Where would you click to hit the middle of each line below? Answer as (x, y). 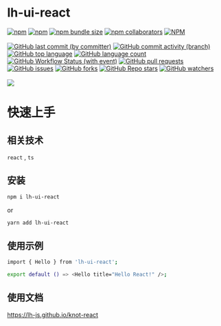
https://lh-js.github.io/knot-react (53, 314)
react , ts (21, 157)
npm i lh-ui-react (33, 197)
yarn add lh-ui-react (38, 223)
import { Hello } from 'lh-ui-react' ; (62, 262)
